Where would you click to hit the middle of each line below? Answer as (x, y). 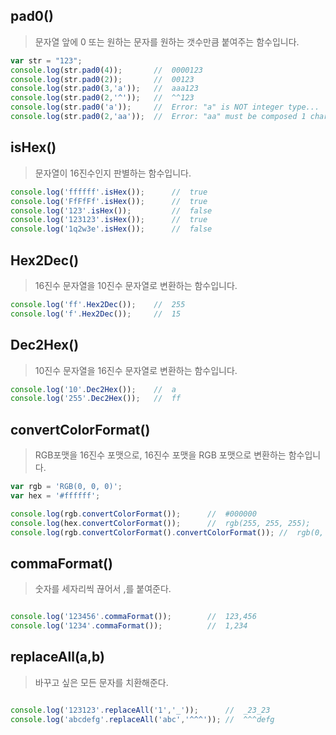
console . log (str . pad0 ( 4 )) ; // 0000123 (106, 70)
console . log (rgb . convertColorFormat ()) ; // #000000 (133, 514)
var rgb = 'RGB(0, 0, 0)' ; (66, 487)
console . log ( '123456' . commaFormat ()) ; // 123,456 (133, 617)
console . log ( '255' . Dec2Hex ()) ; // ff (96, 399)
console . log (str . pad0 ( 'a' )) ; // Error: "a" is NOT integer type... (165, 107)
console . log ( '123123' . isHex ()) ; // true (109, 220)
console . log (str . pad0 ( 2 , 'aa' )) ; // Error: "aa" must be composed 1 (158, 117)
